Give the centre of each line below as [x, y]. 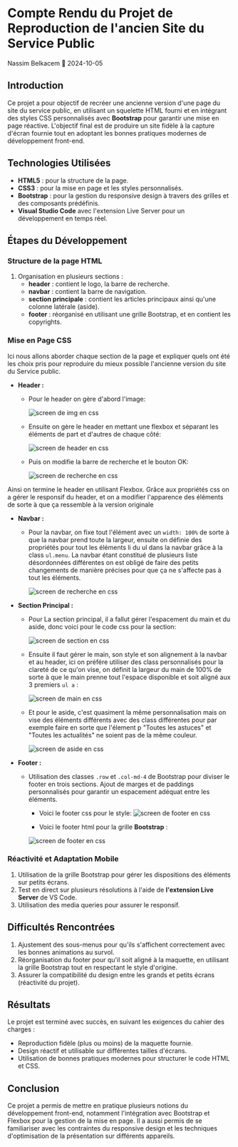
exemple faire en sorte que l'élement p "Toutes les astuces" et [120, 727]
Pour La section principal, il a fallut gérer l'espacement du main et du [129, 619]
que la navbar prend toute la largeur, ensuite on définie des [115, 539]
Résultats [29, 1005]
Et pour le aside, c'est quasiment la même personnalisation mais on [127, 712]
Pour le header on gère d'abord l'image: [87, 399]
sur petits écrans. [43, 882]
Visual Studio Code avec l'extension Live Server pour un [101, 210]
